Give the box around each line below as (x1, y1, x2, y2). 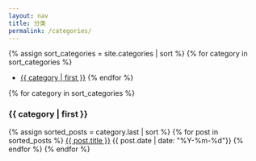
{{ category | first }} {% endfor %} (19, 73, 134, 83)
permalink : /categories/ (8, 27, 92, 35)
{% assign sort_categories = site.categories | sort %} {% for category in (8, 49, 248, 59)
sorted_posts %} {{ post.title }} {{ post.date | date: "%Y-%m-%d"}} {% (8, 135, 244, 145)
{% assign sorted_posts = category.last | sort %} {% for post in (8, 126, 219, 137)
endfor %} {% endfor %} (8, 144, 90, 154)
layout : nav (8, 11, 48, 20)
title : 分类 (8, 19, 46, 27)
